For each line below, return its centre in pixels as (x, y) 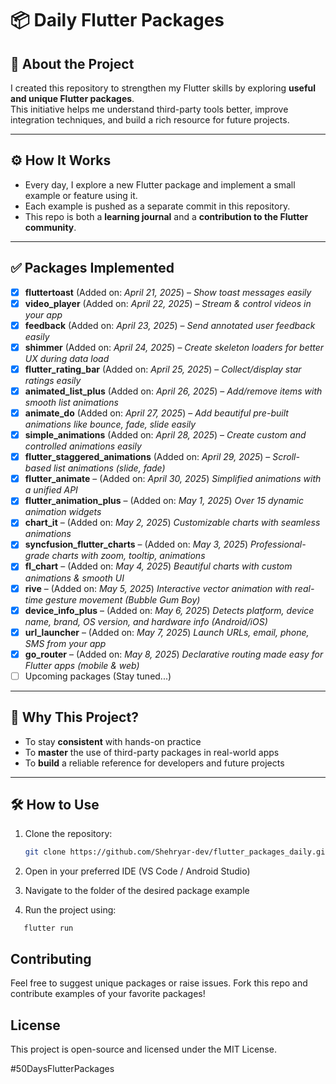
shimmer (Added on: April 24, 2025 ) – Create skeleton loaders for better (174, 347)
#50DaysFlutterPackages (62, 1068)
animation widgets (63, 512)
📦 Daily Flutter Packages (117, 20)
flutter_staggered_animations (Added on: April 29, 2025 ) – (147, 457)
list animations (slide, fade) (109, 468)
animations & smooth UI (74, 578)
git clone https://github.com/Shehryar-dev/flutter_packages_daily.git (177, 852)
